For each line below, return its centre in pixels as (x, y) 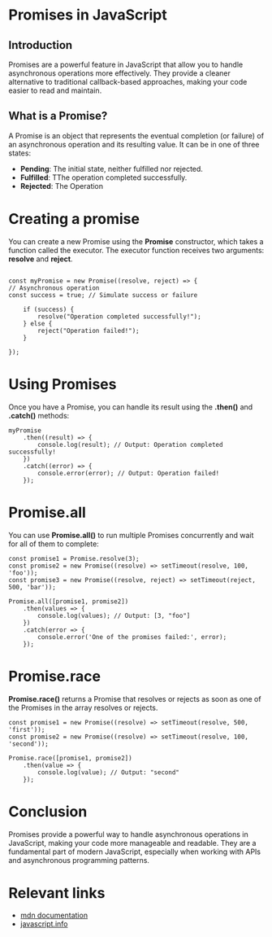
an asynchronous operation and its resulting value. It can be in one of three (134, 144)
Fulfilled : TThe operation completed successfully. (104, 177)
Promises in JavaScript (88, 15)
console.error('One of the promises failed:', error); (132, 637)
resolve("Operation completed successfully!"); (119, 316)
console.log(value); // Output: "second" (109, 772)
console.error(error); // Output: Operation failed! (129, 473)
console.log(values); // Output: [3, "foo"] (114, 615)
